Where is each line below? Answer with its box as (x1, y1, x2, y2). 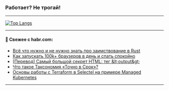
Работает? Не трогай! (5, 4, 61, 11)
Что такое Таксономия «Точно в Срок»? (12, 63, 99, 69)
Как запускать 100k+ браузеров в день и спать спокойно (12, 53, 136, 59)
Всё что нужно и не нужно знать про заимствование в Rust (12, 47, 140, 54)
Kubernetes (12, 74, 37, 80)
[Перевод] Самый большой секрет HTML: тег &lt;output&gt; (12, 58, 140, 64)
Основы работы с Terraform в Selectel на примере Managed (12, 69, 142, 75)
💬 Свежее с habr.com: (5, 36, 53, 42)
